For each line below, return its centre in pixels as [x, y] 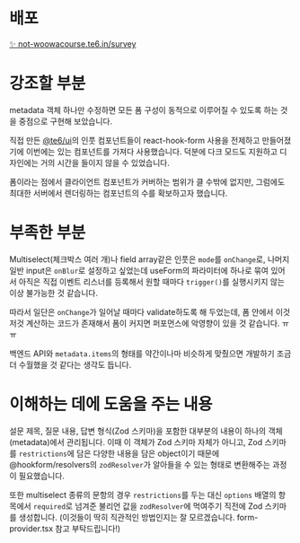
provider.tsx [31, 528]
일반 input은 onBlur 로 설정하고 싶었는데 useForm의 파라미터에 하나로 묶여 [139, 270]
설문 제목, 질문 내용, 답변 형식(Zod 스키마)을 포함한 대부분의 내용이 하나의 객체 [146, 431]
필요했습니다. [42, 476]
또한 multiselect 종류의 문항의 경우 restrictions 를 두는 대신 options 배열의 [143, 495]
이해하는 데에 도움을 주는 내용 [111, 404]
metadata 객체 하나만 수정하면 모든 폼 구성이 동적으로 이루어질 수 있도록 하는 [144, 109]
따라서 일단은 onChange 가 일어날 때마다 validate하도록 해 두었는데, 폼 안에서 [141, 311]
